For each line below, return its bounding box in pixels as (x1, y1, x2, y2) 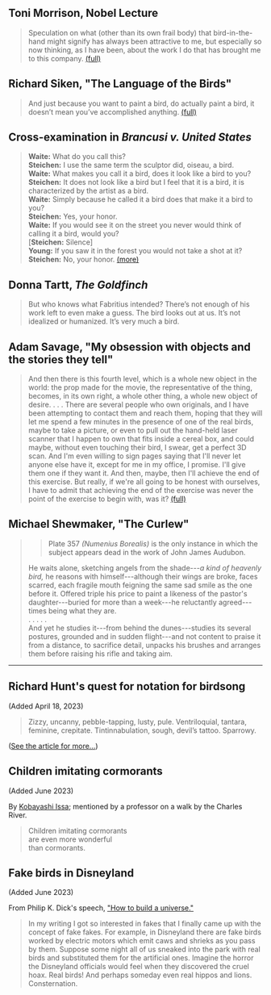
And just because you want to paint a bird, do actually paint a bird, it (27, 98, 255, 108)
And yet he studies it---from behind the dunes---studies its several (27, 623, 252, 633)
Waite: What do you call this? (27, 152, 127, 161)
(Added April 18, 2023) (8, 701, 84, 711)
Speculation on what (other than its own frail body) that (27, 27, 212, 37)
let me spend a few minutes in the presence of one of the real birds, (27, 417, 254, 427)
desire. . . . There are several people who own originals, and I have (27, 399, 249, 410)
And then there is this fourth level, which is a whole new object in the (27, 374, 257, 384)
